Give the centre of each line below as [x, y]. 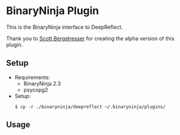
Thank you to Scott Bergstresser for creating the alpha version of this [90, 38]
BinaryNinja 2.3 [42, 83]
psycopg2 [36, 90]
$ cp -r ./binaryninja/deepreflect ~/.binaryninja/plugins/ [90, 107]
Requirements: [32, 77]
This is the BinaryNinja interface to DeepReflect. [64, 27]
